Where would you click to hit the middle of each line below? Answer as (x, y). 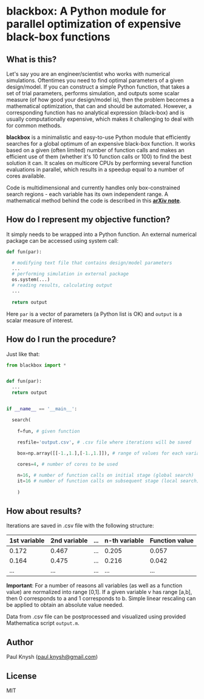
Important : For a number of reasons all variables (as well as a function (94, 586)
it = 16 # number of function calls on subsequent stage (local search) (108, 481)
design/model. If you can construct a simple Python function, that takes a (98, 87)
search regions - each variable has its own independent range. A (87, 194)
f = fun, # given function (49, 431)
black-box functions (58, 37)
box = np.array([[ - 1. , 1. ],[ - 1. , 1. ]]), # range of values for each (100, 453)
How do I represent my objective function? (88, 220)
